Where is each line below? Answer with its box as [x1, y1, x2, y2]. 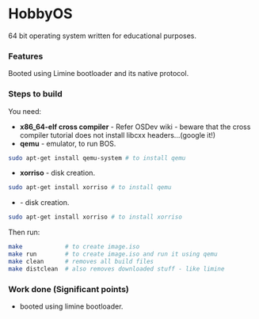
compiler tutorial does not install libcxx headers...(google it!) [19, 130, 216, 139]
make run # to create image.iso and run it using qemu [8, 250, 218, 258]
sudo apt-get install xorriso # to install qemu [8, 184, 172, 192]
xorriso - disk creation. [19, 168, 96, 178]
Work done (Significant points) [8, 283, 129, 294]
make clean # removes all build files [8, 257, 154, 265]
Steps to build [8, 89, 63, 100]
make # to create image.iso [8, 243, 140, 251]
